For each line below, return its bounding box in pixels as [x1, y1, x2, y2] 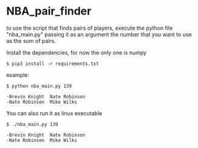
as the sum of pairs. [6, 37, 56, 44]
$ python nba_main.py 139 [6, 83, 72, 89]
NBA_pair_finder [6, 4, 92, 18]
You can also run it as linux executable [6, 109, 103, 116]
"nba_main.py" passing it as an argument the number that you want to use [6, 30, 193, 38]
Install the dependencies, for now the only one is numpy [6, 49, 147, 56]
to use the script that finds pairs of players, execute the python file [6, 24, 173, 32]
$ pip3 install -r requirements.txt [6, 61, 99, 67]
